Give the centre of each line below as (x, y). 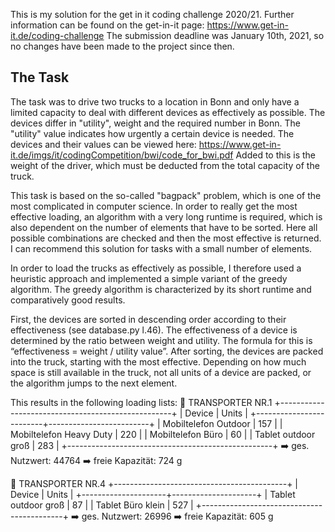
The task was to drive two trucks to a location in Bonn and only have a (155, 101)
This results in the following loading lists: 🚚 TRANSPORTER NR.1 (141, 402)
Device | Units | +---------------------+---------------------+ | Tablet (153, 494)
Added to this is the (276, 155)
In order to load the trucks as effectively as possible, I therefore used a (156, 268)
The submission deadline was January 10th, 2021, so (215, 35)
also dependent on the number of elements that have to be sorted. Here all (164, 227)
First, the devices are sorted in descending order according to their (148, 319)
